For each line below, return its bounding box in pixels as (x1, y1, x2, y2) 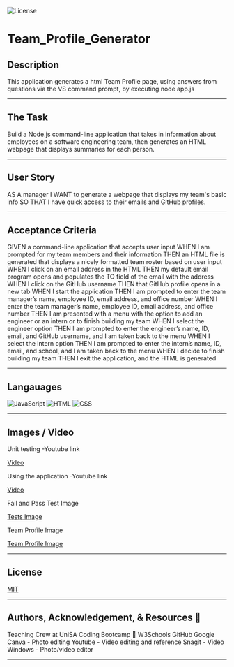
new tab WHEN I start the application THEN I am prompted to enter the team (7, 287, 226, 296)
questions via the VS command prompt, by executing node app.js (7, 85, 195, 93)
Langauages (7, 381, 63, 393)
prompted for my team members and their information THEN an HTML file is (7, 250, 225, 258)
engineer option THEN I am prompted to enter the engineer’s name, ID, (7, 325, 210, 333)
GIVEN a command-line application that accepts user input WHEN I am (7, 243, 210, 251)
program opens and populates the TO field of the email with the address (7, 272, 214, 281)
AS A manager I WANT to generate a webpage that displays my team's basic (7, 190, 227, 198)
